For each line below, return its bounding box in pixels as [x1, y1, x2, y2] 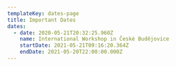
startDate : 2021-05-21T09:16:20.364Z [19, 42, 129, 49]
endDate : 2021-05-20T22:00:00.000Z [19, 49, 123, 56]
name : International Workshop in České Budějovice [19, 36, 170, 43]
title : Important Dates [7, 16, 77, 23]
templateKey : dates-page [7, 10, 79, 17]
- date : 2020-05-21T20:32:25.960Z [13, 29, 113, 36]
